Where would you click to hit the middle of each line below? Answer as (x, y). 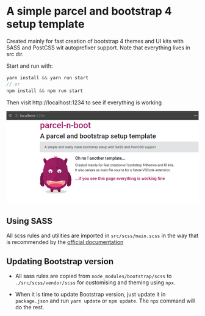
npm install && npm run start (45, 91)
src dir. (15, 54)
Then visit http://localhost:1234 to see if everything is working (84, 102)
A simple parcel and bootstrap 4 (89, 11)
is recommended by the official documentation (65, 242)
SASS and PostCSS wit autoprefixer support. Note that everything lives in (98, 48)
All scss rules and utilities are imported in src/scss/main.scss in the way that (103, 235)
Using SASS (30, 221)
